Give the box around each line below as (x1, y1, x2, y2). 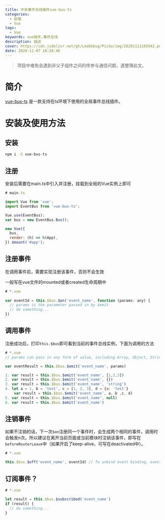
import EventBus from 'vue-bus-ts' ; (5, 204, 80, 209)
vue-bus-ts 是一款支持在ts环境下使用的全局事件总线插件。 (5, 99, 123, 105)
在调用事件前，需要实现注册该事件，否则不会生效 (5, 269, 104, 274)
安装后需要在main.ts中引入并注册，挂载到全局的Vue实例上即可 (5, 181, 131, 187)
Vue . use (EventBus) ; (5, 213, 45, 218)
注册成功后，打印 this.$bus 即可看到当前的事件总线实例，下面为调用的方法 (5, 340, 154, 346)
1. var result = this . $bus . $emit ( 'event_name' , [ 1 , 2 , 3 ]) (5, 373, 124, 378)
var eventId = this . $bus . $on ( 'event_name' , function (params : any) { (5, 298, 151, 303)
